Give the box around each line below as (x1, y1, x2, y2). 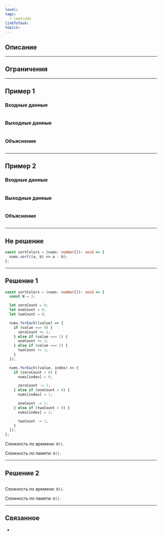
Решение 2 (5, 469, 40, 477)
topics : (5, 25, 21, 30)
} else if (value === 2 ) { (13, 343, 68, 348)
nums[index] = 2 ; (17, 410, 53, 415)
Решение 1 (5, 277, 39, 285)
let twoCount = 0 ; (9, 312, 47, 317)
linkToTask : (5, 20, 29, 26)
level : (5, 7, 18, 12)
